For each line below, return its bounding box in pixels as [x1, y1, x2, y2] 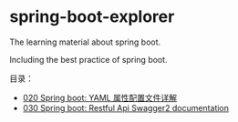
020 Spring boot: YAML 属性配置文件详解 [22, 92, 178, 103]
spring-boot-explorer [9, 6, 175, 27]
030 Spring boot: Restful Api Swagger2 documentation [22, 102, 230, 113]
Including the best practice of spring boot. [9, 54, 168, 65]
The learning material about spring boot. [9, 36, 161, 47]
